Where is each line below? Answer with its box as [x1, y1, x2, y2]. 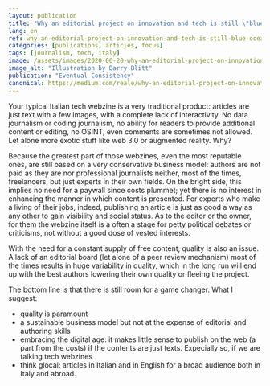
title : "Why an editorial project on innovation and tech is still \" [8, 19, 250, 27]
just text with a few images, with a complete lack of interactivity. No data [8, 109, 249, 119]
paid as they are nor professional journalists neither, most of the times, [8, 168, 242, 178]
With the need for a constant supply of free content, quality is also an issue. [8, 243, 260, 253]
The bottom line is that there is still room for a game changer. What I [8, 285, 233, 294]
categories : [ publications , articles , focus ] [8, 42, 163, 50]
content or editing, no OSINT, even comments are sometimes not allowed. [8, 126, 253, 137]
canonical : [8, 79, 45, 87]
